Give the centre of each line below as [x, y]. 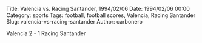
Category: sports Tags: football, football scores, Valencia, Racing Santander [101, 15]
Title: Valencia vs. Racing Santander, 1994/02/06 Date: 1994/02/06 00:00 [98, 9]
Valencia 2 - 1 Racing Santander [46, 33]
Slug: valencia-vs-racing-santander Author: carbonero [74, 21]
